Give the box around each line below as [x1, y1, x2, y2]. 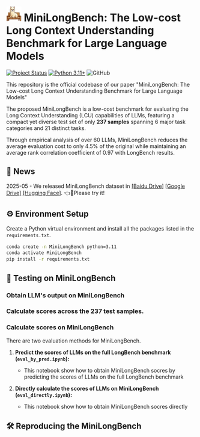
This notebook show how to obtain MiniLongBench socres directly [23, 403, 188, 410]
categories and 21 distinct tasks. [6, 124, 86, 132]
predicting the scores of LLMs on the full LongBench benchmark [23, 373, 184, 380]
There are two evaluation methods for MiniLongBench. [6, 337, 141, 344]
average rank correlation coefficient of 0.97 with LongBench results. [6, 149, 175, 156]
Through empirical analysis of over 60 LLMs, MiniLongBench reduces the [6, 136, 188, 143]
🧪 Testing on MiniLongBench [6, 273, 116, 283]
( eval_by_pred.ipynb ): [14, 355, 70, 362]
